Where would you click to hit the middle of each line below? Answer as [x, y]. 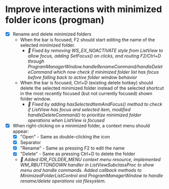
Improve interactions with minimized [84, 9]
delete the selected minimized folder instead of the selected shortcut [92, 88]
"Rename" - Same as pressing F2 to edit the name [72, 148]
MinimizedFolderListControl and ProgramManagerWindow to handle [92, 176]
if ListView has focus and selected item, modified [79, 109]
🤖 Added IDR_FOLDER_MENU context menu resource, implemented [90, 160]
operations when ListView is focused [66, 120]
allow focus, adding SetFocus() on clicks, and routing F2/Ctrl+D [94, 56]
